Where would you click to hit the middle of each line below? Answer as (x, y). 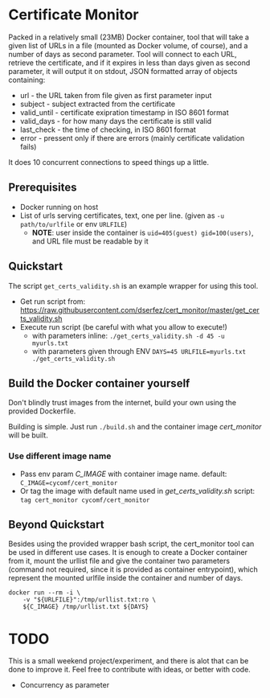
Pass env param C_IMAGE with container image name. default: (123, 474)
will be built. (28, 435)
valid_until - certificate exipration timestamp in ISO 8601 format (124, 112)
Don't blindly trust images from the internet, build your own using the (123, 403)
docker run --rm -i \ (45, 593)
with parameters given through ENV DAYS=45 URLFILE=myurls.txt (139, 351)
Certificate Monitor (74, 15)
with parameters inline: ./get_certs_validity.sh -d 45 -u (128, 335)
